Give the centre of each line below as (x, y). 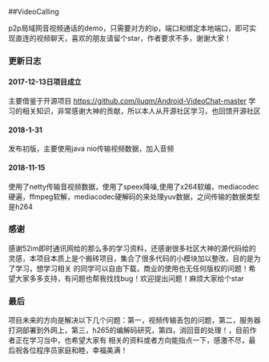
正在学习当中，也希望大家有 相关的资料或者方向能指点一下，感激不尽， (132, 340)
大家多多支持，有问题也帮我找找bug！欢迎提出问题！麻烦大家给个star (129, 278)
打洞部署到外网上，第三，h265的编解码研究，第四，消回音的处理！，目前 (129, 330)
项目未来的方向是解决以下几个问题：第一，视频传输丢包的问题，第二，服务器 (134, 320)
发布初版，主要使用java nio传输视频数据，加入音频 (91, 148)
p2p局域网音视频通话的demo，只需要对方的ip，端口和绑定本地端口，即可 (129, 28)
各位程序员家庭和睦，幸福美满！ (75, 350)
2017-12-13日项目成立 (45, 81)
